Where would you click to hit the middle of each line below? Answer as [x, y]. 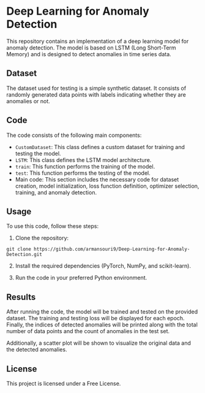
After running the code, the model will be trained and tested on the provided [102, 312]
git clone [19, 249]
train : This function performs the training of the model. [85, 166]
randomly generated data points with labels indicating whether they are [96, 94]
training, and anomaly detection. [56, 192]
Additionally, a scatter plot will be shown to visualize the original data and [99, 343]
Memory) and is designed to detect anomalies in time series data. [89, 54]
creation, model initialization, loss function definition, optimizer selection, [107, 186]
